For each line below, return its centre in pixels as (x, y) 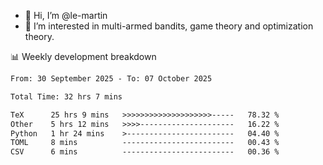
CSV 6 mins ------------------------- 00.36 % (145, 152)
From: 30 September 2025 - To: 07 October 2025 (111, 79)
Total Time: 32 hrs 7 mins (66, 96)
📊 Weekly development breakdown (83, 56)
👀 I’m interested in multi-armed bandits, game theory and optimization (169, 26)
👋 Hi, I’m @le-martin (66, 15)
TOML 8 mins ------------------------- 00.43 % (145, 143)
